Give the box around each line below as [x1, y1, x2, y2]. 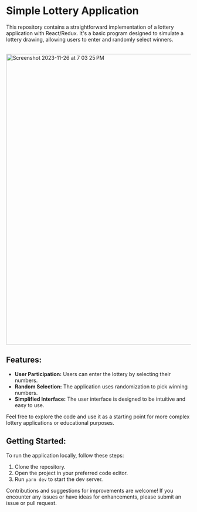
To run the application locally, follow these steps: [6, 452, 124, 459]
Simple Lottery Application [6, 4, 139, 18]
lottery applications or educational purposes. [6, 419, 114, 426]
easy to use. [14, 401, 45, 408]
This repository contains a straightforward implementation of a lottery [6, 23, 174, 30]
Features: [6, 355, 42, 365]
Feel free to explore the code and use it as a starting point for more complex [6, 413, 190, 420]
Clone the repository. [14, 463, 66, 470]
